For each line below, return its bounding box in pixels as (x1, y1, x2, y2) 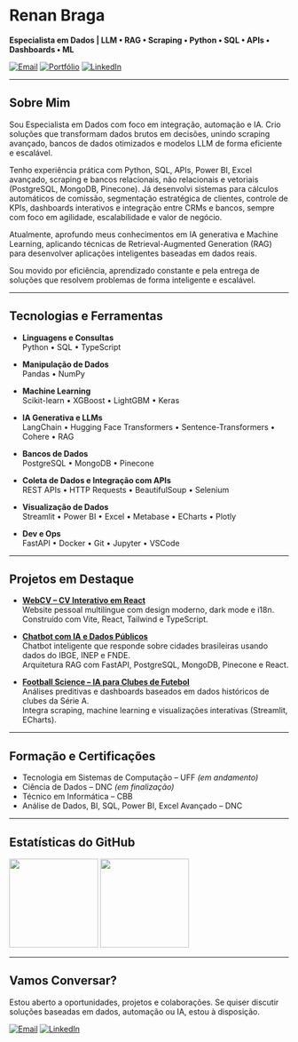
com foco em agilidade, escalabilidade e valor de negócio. (9, 211, 223, 222)
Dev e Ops (21, 528, 61, 538)
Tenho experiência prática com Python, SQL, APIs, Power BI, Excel (9, 164, 253, 175)
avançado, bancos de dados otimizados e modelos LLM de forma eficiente (9, 138, 282, 148)
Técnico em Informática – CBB (21, 791, 133, 802)
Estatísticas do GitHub (9, 834, 136, 849)
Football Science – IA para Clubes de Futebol (21, 677, 190, 688)
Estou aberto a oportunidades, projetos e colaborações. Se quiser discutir (9, 997, 279, 1007)
